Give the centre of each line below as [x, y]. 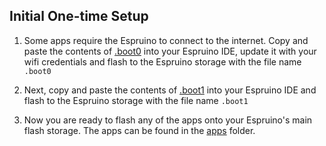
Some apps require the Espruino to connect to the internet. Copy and [166, 40]
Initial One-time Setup [79, 16]
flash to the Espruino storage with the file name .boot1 [136, 100]
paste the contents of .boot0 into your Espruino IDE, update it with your [170, 51]
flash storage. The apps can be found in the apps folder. [139, 130]
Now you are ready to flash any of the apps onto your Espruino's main [168, 120]
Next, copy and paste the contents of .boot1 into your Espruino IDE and [170, 90]
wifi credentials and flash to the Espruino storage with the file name [162, 61]
